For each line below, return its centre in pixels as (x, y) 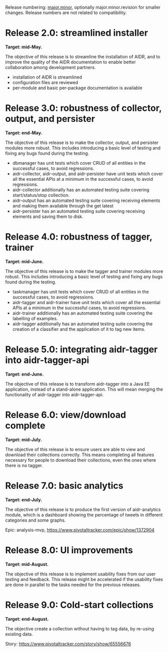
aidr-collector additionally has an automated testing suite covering (81, 190)
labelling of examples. (35, 318)
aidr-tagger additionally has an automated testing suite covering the (82, 324)
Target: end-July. (24, 499)
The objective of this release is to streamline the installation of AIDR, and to (83, 56)
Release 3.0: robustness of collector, (83, 108)
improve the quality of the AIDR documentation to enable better (71, 62)
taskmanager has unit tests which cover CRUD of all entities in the (80, 292)
